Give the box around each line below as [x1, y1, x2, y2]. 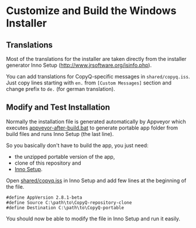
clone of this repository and [14, 159, 81, 166]
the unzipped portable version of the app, [14, 153, 115, 160]
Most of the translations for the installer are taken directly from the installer [6, 56, 187, 62]
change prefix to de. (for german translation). [6, 86, 115, 92]
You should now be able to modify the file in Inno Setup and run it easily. [6, 215, 180, 222]
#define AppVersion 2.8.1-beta [6, 195, 82, 200]
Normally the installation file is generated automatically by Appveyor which [6, 118, 186, 125]
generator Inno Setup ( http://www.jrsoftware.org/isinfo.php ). [6, 62, 152, 69]
